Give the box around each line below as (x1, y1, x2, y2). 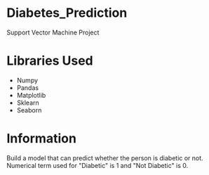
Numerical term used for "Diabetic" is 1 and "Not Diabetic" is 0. (6, 161, 189, 169)
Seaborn (16, 105, 42, 114)
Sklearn (16, 98, 39, 107)
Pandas (16, 83, 39, 92)
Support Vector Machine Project (6, 28, 100, 37)
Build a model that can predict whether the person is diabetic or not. (6, 153, 204, 162)
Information (6, 131, 76, 147)
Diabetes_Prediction (6, 5, 128, 21)
